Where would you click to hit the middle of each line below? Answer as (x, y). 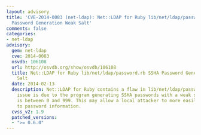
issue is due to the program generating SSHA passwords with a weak (104, 95)
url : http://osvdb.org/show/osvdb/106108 (64, 67)
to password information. (49, 106)
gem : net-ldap (29, 51)
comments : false (26, 28)
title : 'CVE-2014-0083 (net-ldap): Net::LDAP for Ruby (76, 17)
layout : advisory (28, 12)
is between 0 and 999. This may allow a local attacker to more (99, 100)
